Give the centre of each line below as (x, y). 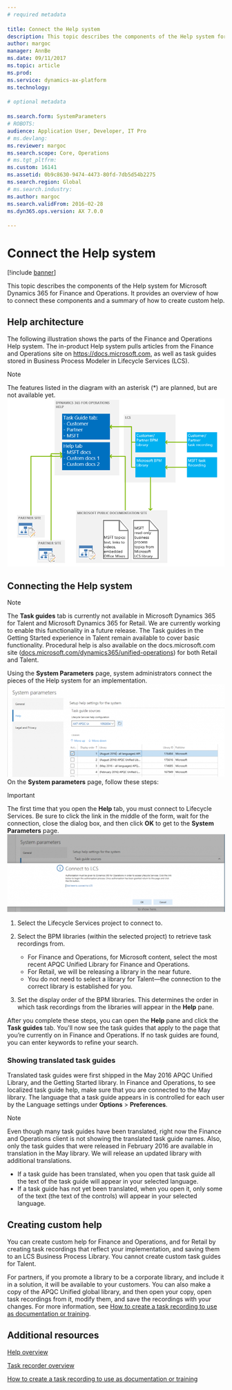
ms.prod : (20, 72)
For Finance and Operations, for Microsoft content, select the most (122, 957)
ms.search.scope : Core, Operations (58, 153)
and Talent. (23, 660)
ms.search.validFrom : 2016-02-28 (55, 204)
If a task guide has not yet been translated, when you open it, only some (120, 1189)
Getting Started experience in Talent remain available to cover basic (104, 638)
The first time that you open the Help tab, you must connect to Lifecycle (109, 809)
